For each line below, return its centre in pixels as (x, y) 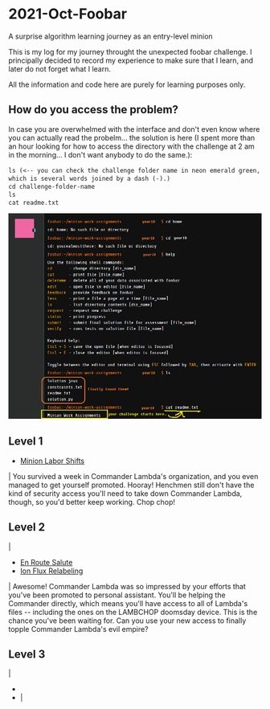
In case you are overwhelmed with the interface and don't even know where (134, 129)
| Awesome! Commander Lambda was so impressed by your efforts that (127, 586)
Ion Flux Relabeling (51, 571)
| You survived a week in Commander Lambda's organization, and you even (133, 476)
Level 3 (27, 655)
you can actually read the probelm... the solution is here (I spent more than (132, 137)
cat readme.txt (34, 203)
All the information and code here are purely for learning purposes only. (127, 84)
